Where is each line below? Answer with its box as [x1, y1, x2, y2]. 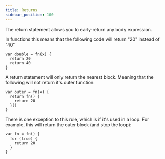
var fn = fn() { [5, 131, 40, 137]
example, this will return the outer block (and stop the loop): [5, 121, 132, 128]
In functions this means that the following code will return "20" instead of [5, 36, 160, 42]
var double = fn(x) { [5, 52, 52, 57]
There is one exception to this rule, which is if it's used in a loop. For [5, 116, 149, 122]
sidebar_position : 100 [5, 12, 54, 17]
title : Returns [5, 7, 38, 13]
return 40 [10, 60, 31, 65]
